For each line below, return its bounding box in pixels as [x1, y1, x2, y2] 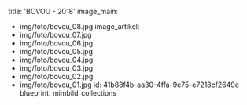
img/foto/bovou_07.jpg [19, 31, 92, 39]
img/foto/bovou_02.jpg [19, 72, 94, 81]
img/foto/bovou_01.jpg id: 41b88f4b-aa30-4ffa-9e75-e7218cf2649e [19, 80, 240, 89]
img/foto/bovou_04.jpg [19, 55, 94, 64]
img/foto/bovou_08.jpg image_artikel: [19, 22, 140, 31]
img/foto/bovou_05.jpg [19, 47, 93, 56]
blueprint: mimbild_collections [19, 89, 116, 97]
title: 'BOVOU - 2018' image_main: [8, 7, 119, 16]
